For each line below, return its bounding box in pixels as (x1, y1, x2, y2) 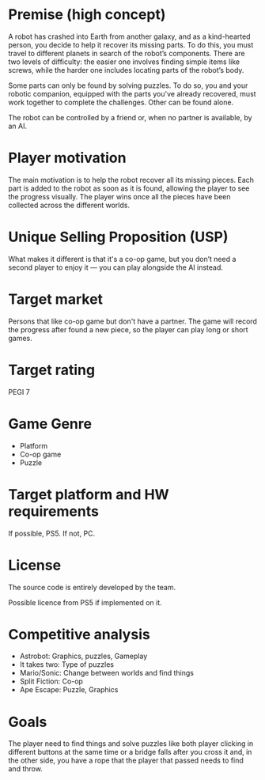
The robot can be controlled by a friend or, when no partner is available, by (8, 112, 252, 122)
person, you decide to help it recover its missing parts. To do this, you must (8, 40, 254, 49)
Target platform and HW (8, 485, 170, 503)
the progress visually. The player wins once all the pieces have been (8, 191, 231, 201)
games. (8, 333, 33, 343)
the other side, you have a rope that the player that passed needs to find (8, 755, 244, 765)
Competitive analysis (8, 625, 150, 643)
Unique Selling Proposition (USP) (8, 228, 229, 246)
